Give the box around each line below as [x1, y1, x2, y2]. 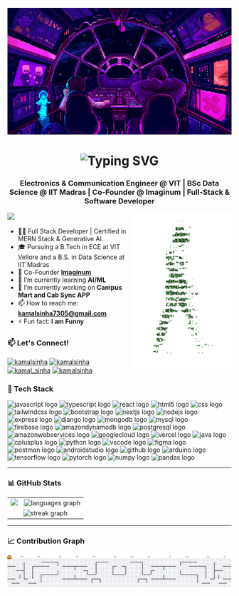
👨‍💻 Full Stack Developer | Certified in [17, 226, 127, 236]
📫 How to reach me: [17, 298, 79, 307]
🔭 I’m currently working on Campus [17, 283, 122, 291]
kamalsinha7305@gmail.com [17, 308, 107, 318]
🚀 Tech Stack [7, 383, 54, 393]
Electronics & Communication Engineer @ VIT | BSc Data [20, 178, 219, 188]
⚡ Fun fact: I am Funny [17, 317, 85, 325]
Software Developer [84, 196, 155, 206]
